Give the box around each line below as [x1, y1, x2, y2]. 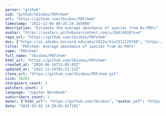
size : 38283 [5, 76, 30, 81]
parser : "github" [5, 7, 41, 12]
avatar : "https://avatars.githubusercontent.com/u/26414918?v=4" [5, 30, 142, 35]
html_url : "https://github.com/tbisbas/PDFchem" [5, 58, 107, 63]
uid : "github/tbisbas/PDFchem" [5, 12, 70, 17]
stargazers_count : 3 [5, 80, 48, 85]
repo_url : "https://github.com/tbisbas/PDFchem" [5, 35, 107, 40]
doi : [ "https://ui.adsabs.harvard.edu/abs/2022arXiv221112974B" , [5, 39, 142, 44]
